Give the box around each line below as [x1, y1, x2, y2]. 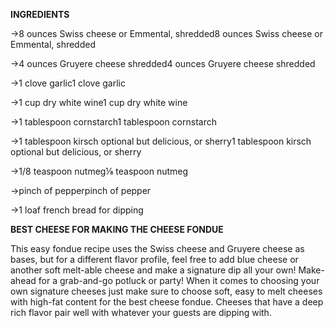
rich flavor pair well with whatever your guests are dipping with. [10, 307, 272, 318]
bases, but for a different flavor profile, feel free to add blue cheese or [10, 254, 299, 265]
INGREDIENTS [10, 9, 70, 20]
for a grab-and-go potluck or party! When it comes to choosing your [38, 275, 320, 286]
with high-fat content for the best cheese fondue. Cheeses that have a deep [10, 296, 324, 308]
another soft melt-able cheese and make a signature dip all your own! [10, 264, 297, 276]
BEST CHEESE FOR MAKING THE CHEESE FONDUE [10, 224, 224, 235]
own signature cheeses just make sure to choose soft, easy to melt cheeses [10, 285, 323, 297]
